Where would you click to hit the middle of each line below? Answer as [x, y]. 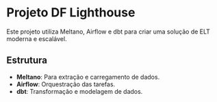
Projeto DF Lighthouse [71, 13]
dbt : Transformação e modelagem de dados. [79, 91]
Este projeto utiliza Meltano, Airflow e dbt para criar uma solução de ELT [108, 31]
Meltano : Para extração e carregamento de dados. [88, 77]
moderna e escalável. [37, 38]
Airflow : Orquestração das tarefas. [66, 84]
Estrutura [27, 61]
